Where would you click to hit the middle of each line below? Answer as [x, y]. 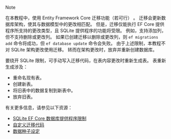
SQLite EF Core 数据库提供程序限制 [50, 118]
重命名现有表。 [28, 78]
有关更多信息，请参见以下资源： [39, 107]
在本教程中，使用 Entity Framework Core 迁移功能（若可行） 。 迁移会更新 [83, 18]
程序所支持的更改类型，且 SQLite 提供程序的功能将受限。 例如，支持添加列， [86, 31]
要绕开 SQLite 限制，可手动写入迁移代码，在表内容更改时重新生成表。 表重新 [86, 60]
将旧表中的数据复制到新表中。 [44, 90]
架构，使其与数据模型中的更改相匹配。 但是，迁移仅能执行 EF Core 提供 [89, 24]
